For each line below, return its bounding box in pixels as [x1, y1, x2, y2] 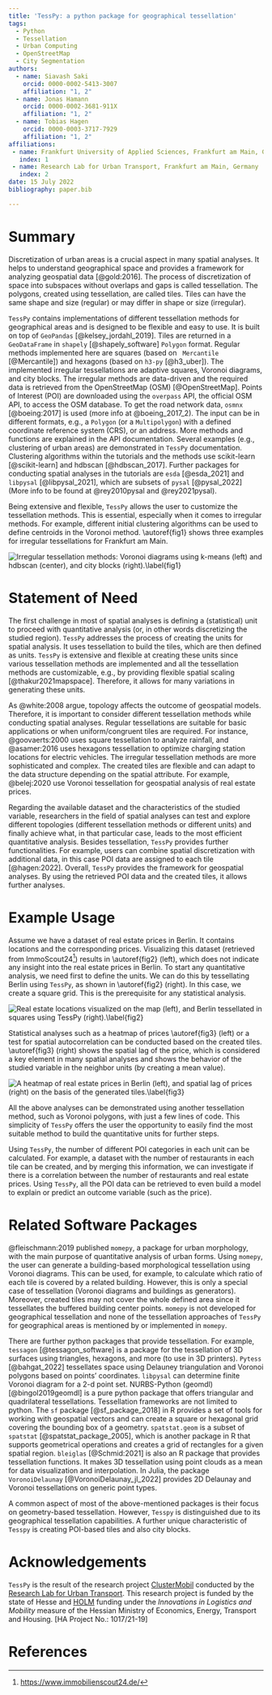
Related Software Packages [8, 1216, 198, 1235]
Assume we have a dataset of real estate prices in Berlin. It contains [8, 935, 235, 945]
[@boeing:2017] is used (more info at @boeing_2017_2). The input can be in [8, 408, 261, 418]
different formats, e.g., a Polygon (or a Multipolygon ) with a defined [8, 416, 232, 426]
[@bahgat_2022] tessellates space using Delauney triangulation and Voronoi [8, 1362, 264, 1372]
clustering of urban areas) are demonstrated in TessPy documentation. [8, 442, 243, 452]
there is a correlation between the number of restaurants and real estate [8, 1171, 249, 1180]
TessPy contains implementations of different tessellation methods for [8, 313, 240, 323]
